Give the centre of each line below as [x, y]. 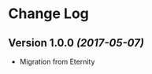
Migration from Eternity [57, 61]
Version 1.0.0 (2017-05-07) [76, 43]
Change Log [48, 14]
